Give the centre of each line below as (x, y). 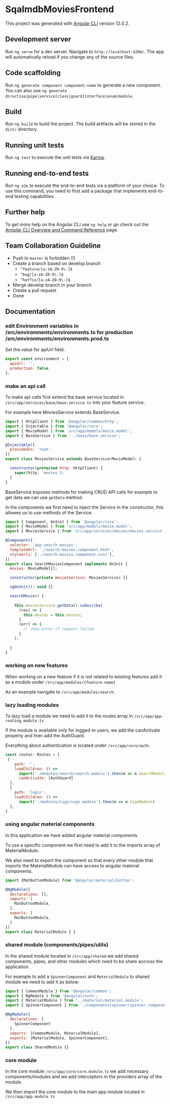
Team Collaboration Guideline (53, 246)
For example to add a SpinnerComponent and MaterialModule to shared (77, 976)
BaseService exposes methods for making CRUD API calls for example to (81, 492)
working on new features (37, 666)
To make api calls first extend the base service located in (65, 397)
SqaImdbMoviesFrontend (60, 9)
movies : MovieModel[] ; (34, 568)
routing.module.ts (25, 721)
